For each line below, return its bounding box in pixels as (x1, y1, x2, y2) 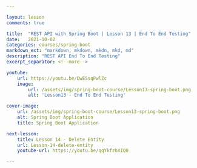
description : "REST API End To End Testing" (6, 53, 121, 59)
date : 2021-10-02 (6, 36, 56, 42)
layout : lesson (6, 14, 45, 20)
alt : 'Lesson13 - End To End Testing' (28, 92, 126, 99)
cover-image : (6, 103, 39, 109)
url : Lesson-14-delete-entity (17, 142, 94, 148)
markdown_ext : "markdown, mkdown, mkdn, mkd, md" (6, 48, 135, 54)
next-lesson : (6, 131, 39, 137)
